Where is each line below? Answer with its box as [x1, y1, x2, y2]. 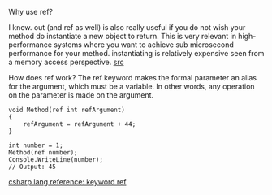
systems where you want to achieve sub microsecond [54, 40, 234, 50]
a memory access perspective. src [8, 57, 124, 67]
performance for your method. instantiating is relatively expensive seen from [8, 49, 265, 58]
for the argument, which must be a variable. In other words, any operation [8, 81, 255, 91]
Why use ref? [8, 7, 53, 16]
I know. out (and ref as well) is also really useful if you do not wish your [8, 23, 246, 32]
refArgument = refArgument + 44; [23, 120, 136, 128]
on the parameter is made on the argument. [8, 90, 154, 100]
